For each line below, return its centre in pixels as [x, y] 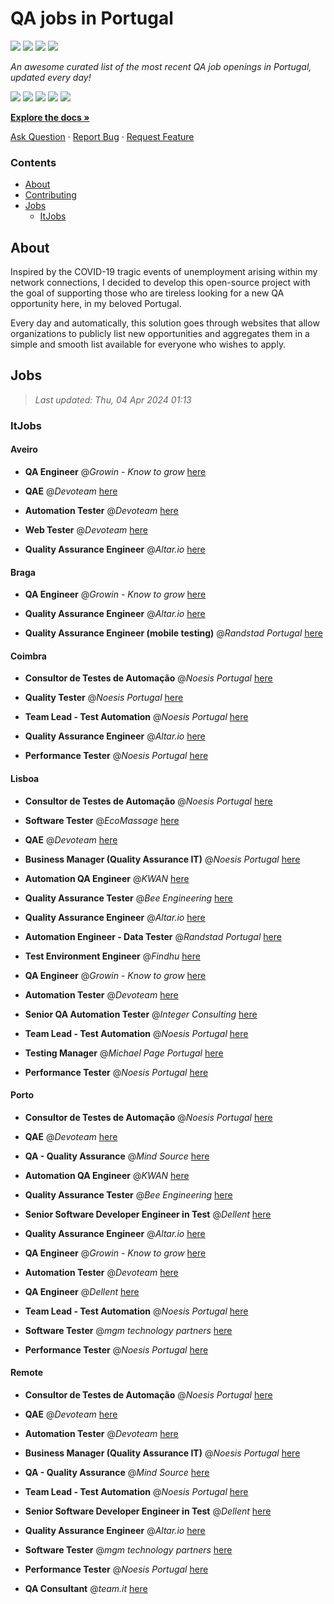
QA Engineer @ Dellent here [82, 1291]
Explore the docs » [50, 117]
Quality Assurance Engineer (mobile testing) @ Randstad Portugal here [173, 633]
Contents [33, 162]
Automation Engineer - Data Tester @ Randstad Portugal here [153, 936]
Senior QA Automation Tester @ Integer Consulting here [141, 1014]
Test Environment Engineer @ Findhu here [112, 956]
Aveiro [24, 449]
